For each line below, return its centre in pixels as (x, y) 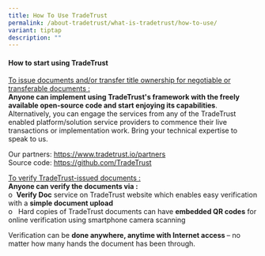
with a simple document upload (61, 203)
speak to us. (28, 139)
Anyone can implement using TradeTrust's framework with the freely (124, 97)
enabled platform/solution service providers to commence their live (118, 122)
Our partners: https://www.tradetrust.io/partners (87, 154)
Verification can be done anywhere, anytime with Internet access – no (125, 235)
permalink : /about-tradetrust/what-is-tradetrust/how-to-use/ (113, 23)
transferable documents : (49, 88)
